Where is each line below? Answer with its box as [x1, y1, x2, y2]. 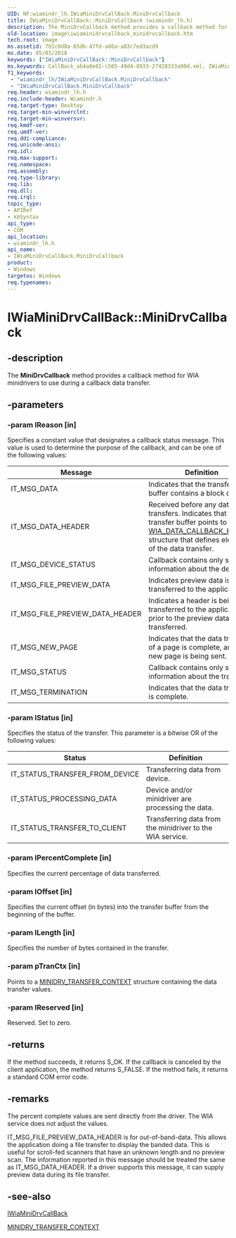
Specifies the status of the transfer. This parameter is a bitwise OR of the [7, 729, 218, 737]
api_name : [7, 246, 37, 254]
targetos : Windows [7, 272, 61, 279]
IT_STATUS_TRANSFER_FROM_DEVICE [11, 769, 139, 779]
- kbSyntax [7, 213, 39, 221]
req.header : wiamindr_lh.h [7, 89, 86, 96]
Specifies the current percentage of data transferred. [7, 869, 162, 877]
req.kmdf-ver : [7, 121, 49, 129]
